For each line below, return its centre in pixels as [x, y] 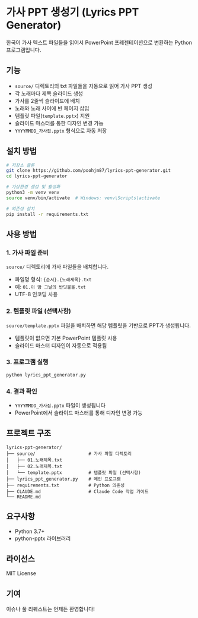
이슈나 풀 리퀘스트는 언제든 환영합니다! [50, 609]
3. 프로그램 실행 [27, 362]
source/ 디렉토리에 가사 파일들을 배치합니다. [57, 267]
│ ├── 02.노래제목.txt [34, 466]
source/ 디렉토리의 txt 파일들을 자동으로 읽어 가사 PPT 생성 [84, 86]
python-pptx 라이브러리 [43, 538]
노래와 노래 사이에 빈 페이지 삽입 [52, 108]
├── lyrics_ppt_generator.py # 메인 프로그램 [64, 479]
